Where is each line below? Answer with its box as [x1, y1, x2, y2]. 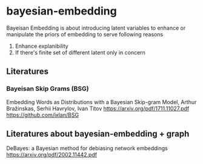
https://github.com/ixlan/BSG [6, 111, 79, 119]
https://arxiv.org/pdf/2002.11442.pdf [6, 151, 98, 159]
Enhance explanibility [15, 42, 68, 50]
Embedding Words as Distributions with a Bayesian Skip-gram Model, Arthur [6, 98, 197, 105]
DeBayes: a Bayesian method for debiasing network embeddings [6, 145, 168, 152]
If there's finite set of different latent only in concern [15, 48, 145, 56]
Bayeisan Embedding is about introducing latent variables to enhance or [6, 24, 186, 31]
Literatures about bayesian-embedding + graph [6, 129, 190, 139]
